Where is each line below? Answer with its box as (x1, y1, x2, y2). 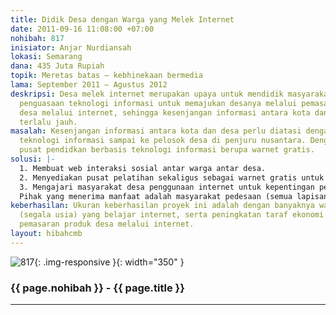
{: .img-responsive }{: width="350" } (34, 256, 185, 268)
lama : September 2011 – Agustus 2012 (10, 80, 168, 90)
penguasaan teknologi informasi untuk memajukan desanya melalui (19, 98, 298, 108)
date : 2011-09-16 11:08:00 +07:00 (10, 24, 155, 34)
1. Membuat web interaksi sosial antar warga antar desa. (19, 163, 267, 173)
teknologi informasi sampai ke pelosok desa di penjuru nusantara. (19, 136, 307, 146)
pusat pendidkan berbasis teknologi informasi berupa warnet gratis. (19, 145, 315, 155)
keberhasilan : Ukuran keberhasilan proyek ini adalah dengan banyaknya (10, 201, 315, 211)
